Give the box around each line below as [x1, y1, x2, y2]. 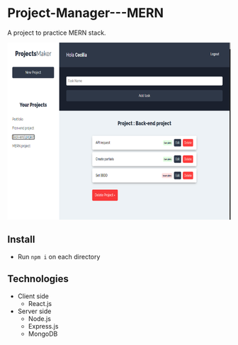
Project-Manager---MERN [7, 5, 164, 21]
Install [7, 234, 35, 246]
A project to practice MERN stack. [7, 28, 106, 37]
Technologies [7, 273, 69, 285]
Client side [17, 292, 50, 300]
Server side [17, 307, 52, 315]
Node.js [28, 314, 52, 323]
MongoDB [28, 329, 58, 338]
